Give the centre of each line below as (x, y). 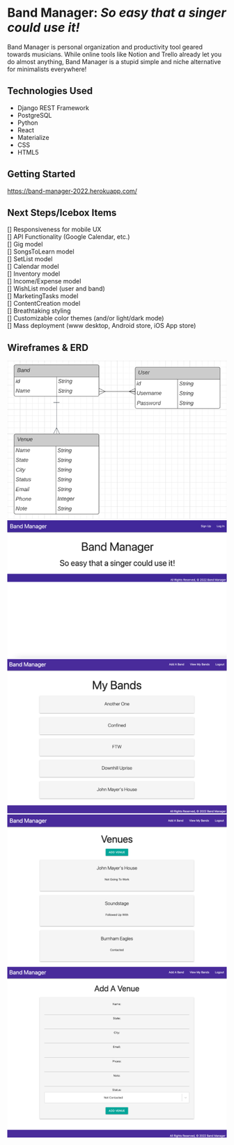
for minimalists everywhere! (47, 69)
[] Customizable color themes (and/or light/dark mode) (86, 318)
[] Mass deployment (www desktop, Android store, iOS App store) (102, 326)
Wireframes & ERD (48, 347)
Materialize (33, 137)
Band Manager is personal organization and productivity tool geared (105, 47)
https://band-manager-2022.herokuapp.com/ (72, 191)
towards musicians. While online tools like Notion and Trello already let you (114, 54)
